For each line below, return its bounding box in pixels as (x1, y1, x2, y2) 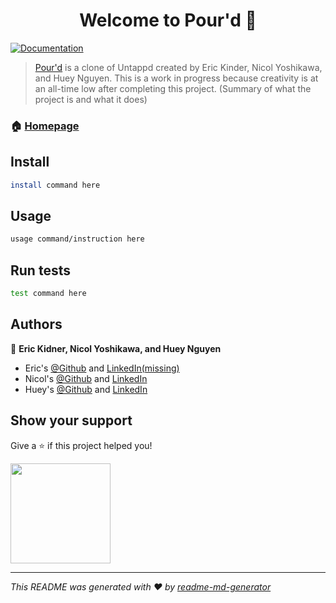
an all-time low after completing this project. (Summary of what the (34, 82, 312, 94)
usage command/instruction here (10, 234, 145, 244)
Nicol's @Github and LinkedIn (24, 372, 148, 384)
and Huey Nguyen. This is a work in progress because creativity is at (34, 72, 319, 84)
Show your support (10, 412, 133, 429)
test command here (10, 289, 87, 299)
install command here (10, 180, 101, 190)
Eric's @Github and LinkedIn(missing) (24, 362, 180, 374)
